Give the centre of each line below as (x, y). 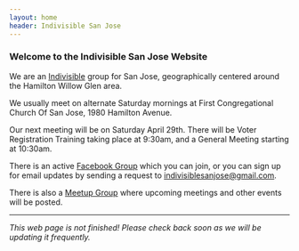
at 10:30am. (31, 149)
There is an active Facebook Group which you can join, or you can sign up (145, 166)
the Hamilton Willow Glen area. (66, 85)
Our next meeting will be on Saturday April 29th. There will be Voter (133, 129)
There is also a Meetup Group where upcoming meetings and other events (145, 192)
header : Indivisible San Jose (65, 26)
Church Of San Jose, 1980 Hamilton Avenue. (91, 112)
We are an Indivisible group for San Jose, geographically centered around (145, 76)
